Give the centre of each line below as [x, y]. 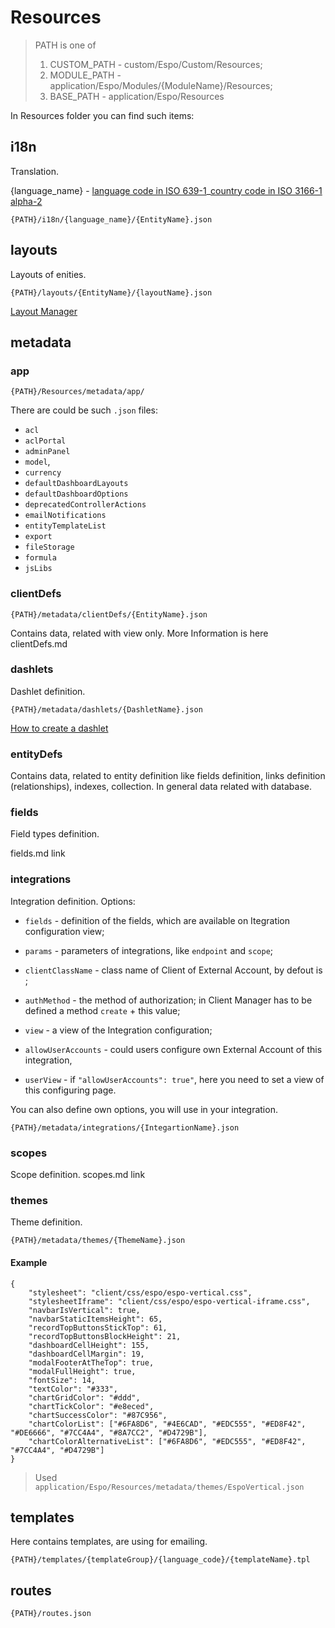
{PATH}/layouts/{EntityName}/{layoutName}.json [111, 292]
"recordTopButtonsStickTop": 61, [98, 1327]
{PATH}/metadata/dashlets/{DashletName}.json [106, 709]
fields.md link [38, 853]
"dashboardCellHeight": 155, [89, 1345]
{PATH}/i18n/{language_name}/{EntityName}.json [111, 219]
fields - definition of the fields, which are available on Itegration [157, 920]
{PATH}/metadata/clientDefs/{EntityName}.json [109, 614]
